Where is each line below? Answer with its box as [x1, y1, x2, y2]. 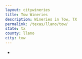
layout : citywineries [5, 7, 50, 13]
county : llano [5, 31, 35, 36]
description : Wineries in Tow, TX [5, 17, 77, 22]
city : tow [5, 36, 26, 41]
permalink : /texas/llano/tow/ [5, 21, 68, 27]
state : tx [5, 26, 26, 31]
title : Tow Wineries [5, 12, 48, 17]
